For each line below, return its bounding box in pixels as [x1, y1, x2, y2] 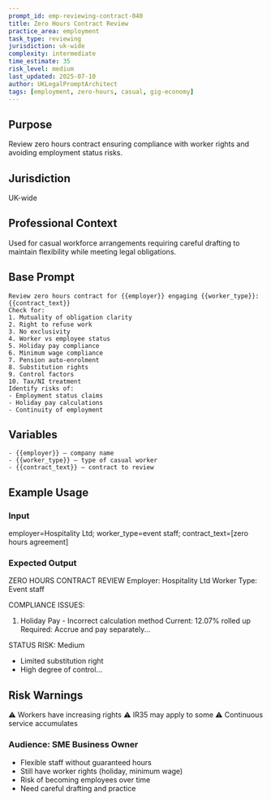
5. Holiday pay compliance [8, 342, 100, 350]
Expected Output [8, 558, 77, 569]
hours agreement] [8, 538, 69, 547]
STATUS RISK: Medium [8, 640, 85, 651]
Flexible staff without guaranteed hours [19, 757, 152, 767]
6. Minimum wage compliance [8, 349, 104, 357]
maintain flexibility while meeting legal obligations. [8, 246, 177, 256]
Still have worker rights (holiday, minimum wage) [19, 766, 183, 776]
